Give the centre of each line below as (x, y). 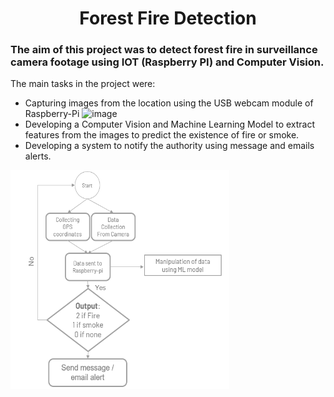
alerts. (38, 156)
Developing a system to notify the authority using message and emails (169, 146)
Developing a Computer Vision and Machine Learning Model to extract (170, 124)
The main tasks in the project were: (83, 84)
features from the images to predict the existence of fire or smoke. (162, 135)
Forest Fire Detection (168, 18)
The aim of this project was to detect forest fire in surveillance (164, 50)
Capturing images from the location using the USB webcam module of (169, 103)
